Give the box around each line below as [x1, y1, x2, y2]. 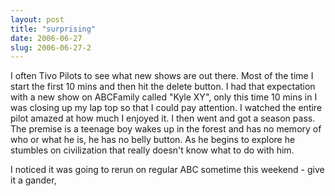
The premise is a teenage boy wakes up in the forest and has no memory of [10, 123, 322, 135]
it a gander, [10, 174, 57, 186]
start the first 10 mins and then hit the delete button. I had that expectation [10, 81, 316, 93]
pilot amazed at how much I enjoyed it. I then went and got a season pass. [10, 112, 316, 125]
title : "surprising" [10, 24, 97, 34]
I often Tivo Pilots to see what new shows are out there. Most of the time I [10, 70, 314, 82]
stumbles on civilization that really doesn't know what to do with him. [10, 144, 295, 156]
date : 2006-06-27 [10, 33, 83, 43]
